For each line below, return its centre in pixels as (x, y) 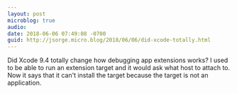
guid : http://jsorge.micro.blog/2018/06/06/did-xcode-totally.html (109, 40)
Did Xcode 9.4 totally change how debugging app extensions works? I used (118, 60)
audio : (17, 27)
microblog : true (31, 20)
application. (24, 83)
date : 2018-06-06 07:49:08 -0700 (57, 34)
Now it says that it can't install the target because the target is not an (108, 76)
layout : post (27, 14)
